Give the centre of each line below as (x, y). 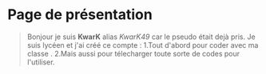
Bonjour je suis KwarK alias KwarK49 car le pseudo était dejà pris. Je (141, 37)
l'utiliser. (41, 62)
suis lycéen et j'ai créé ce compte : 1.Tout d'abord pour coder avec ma (143, 45)
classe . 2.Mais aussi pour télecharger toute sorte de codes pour (133, 53)
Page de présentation (80, 15)
